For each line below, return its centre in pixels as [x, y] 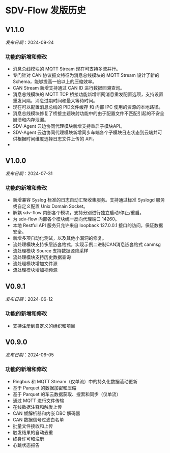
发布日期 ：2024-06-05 [30, 355]
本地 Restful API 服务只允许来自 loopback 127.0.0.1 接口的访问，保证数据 [88, 225]
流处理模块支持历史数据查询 [42, 257]
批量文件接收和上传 [33, 426]
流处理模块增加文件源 [35, 264]
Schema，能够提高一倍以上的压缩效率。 [55, 81]
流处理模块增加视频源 [35, 270]
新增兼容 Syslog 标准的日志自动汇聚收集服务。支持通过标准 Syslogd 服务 [89, 200]
